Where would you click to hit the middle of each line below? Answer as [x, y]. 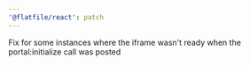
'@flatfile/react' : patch [56, 17]
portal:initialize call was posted [65, 51]
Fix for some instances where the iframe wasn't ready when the [125, 42]
